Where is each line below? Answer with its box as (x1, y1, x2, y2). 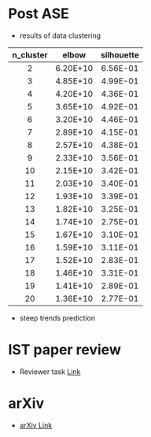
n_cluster (12, 49, 48, 60)
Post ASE (8, 5, 69, 23)
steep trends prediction (19, 313, 96, 323)
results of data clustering (19, 31, 101, 40)
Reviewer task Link (19, 367, 81, 376)
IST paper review (8, 341, 122, 359)
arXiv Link (19, 420, 53, 430)
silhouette (101, 49, 139, 60)
